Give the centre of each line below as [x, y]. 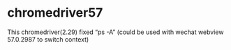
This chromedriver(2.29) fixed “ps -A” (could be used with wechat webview [115, 32]
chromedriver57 [55, 13]
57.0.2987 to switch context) [48, 39]
